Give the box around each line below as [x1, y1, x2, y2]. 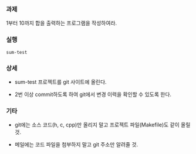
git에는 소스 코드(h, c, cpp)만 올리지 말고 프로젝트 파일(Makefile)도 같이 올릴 [14, 121, 191, 128]
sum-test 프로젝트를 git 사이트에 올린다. [14, 78, 107, 85]
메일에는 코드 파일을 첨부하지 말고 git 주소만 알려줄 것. [14, 141, 138, 148]
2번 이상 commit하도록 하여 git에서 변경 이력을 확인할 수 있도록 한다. [14, 91, 172, 98]
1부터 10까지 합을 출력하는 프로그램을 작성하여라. [6, 19, 117, 27]
